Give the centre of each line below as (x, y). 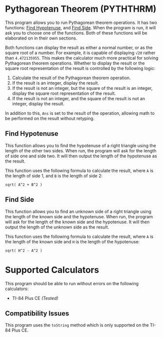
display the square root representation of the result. (64, 93)
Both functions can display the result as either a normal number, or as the (79, 47)
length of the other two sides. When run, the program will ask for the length (81, 150)
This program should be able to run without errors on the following (72, 283)
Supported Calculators (52, 270)
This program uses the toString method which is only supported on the (77, 325)
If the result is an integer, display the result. (55, 83)
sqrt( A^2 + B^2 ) (24, 185)
